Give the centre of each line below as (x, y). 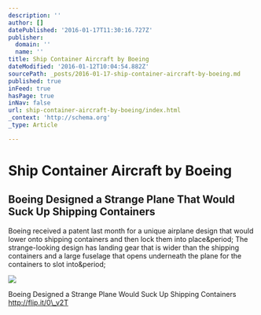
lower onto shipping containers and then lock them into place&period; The (128, 239)
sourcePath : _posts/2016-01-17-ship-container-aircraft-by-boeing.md (125, 74)
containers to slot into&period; (57, 264)
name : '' (29, 52)
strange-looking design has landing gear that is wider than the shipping (124, 247)
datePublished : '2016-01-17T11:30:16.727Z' (81, 30)
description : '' (35, 15)
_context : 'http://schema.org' (59, 118)
